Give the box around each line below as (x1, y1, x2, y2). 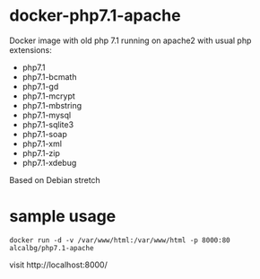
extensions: (9, 44, 52, 55)
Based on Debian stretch (9, 174, 100, 185)
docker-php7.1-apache (9, 5, 181, 26)
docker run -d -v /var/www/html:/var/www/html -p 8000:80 (9, 235, 230, 245)
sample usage (9, 206, 117, 227)
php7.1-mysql (22, 109, 72, 120)
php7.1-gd (22, 81, 59, 92)
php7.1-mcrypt (22, 91, 76, 101)
